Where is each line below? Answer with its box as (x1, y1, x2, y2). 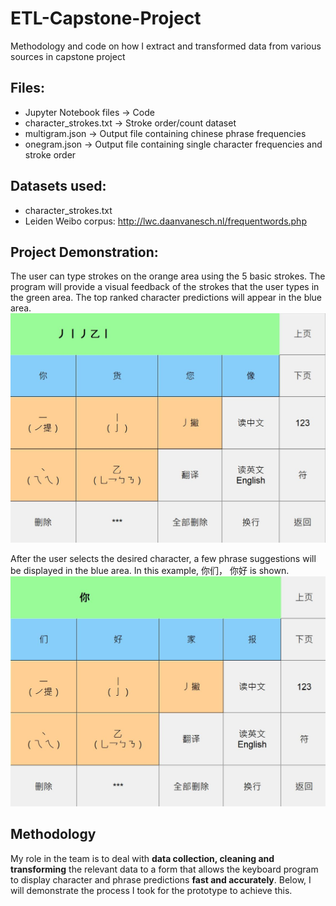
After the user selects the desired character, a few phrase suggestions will (10, 553, 317, 565)
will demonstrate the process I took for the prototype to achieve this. (10, 884, 293, 896)
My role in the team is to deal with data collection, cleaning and (10, 852, 275, 864)
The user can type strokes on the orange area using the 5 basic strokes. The (10, 270, 326, 282)
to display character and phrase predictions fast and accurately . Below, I (10, 873, 312, 886)
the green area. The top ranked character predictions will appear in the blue (10, 292, 323, 304)
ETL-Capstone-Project (10, 7, 202, 30)
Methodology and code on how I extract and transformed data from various (10, 40, 322, 52)
